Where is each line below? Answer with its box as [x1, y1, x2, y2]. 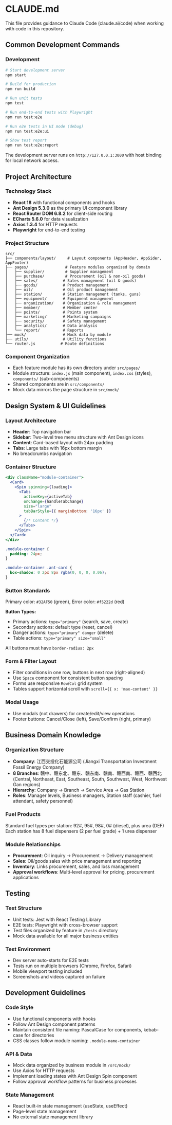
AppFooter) [5, 260, 29, 265]
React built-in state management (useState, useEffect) [12, 1103, 128, 1109]
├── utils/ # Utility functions [5, 337, 107, 342]
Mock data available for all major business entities [12, 933, 119, 939]
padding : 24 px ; [10, 551, 43, 556]
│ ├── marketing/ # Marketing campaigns [5, 314, 111, 319]
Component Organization [5, 353, 70, 360]
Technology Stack [5, 188, 52, 195]
